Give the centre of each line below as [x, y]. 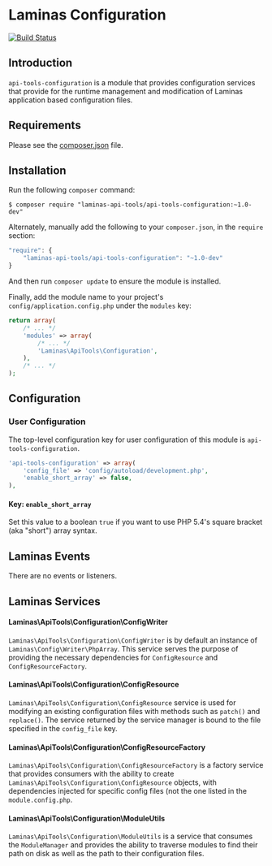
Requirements [45, 126]
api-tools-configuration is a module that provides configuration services [132, 82]
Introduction [41, 63]
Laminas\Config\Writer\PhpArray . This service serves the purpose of [123, 648]
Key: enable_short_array [50, 504]
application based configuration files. [71, 100]
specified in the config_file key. [63, 728]
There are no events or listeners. [63, 576]
